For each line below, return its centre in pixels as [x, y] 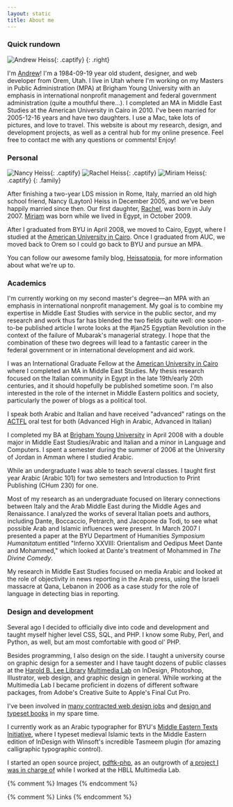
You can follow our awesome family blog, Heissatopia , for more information [115, 258]
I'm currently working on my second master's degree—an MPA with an [109, 298]
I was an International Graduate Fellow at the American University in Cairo [113, 363]
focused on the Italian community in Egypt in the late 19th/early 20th [105, 378]
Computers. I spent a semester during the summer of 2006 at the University [116, 450]
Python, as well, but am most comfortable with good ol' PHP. [94, 642]
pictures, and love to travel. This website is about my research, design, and [115, 125]
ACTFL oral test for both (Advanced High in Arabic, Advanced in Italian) [110, 421]
